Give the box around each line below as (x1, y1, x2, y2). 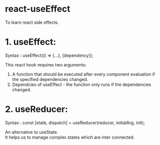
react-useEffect (5, 3, 71, 15)
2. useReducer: (5, 104, 68, 115)
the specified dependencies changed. (12, 76, 89, 82)
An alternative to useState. (5, 129, 58, 135)
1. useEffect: (5, 36, 56, 48)
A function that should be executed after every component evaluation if (12, 71, 155, 77)
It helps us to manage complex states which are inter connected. (5, 134, 135, 140)
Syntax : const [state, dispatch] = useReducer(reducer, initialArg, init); (5, 120, 145, 126)
